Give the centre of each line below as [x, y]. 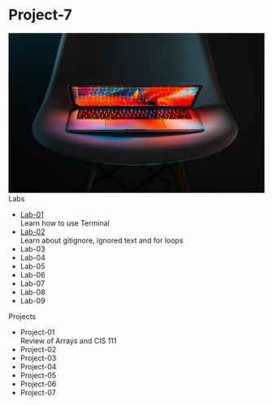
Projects [22, 316]
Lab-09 [33, 300]
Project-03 [38, 358]
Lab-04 [33, 257]
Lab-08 [33, 292]
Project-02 [38, 349]
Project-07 [38, 392]
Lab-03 [33, 248]
